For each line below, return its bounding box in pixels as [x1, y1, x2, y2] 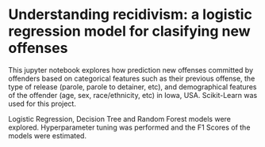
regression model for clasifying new [8, 22, 252, 40]
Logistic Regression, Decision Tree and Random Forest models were [8, 114, 232, 123]
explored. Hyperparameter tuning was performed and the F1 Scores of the [8, 122, 251, 132]
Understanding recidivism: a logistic [8, 6, 252, 24]
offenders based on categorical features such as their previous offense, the [8, 73, 255, 83]
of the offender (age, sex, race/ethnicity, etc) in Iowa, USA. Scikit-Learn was [8, 90, 258, 100]
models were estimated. [8, 130, 87, 140]
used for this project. [8, 99, 77, 108]
